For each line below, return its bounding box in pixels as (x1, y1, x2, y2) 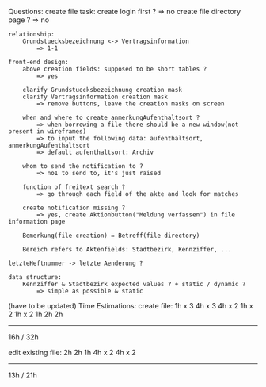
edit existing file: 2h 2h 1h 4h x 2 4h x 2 (8, 348, 136, 357)
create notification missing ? (22, 204, 126, 212)
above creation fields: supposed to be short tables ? (22, 65, 207, 73)
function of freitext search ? (22, 183, 126, 191)
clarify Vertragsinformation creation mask (22, 93, 169, 101)
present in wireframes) (8, 128, 87, 136)
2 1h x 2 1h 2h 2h (8, 309, 63, 319)
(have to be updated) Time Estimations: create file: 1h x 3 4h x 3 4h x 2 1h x (8, 301, 253, 310)
